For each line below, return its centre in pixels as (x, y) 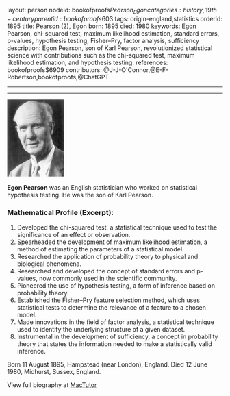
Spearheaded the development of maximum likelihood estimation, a (112, 242)
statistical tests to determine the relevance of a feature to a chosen (112, 308)
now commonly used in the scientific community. (108, 279)
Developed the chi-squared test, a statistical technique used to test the (117, 227)
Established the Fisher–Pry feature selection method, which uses (108, 300)
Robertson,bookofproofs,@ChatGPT (58, 77)
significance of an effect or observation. (74, 235)
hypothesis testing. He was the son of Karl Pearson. (80, 195)
